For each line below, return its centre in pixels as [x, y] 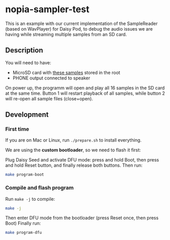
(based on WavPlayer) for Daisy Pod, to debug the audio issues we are [79, 29]
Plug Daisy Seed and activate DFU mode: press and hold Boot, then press [82, 160]
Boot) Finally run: [23, 223]
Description [24, 50]
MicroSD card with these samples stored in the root [66, 72]
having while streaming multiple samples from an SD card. [66, 34]
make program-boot [25, 175]
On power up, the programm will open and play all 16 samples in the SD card [85, 88]
